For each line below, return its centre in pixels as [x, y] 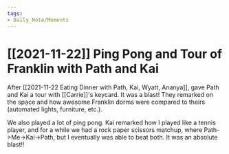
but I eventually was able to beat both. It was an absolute [137, 137]
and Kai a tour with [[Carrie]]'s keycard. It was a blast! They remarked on [110, 95]
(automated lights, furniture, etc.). [55, 109]
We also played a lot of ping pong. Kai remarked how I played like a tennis [112, 123]
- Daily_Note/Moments [38, 20]
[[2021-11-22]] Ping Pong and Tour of [115, 54]
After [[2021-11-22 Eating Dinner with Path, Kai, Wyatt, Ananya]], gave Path [113, 87]
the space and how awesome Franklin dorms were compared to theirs [106, 102]
